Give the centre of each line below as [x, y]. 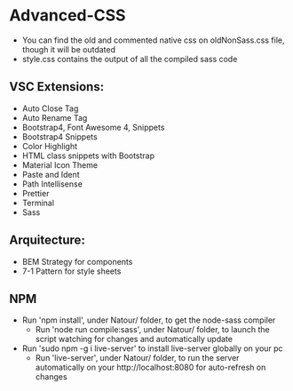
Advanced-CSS [67, 16]
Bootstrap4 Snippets [59, 136]
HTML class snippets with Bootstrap [88, 156]
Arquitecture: [48, 240]
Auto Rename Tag [55, 117]
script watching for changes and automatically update [134, 339]
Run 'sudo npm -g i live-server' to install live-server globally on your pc [152, 348]
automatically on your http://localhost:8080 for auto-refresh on [150, 367]
